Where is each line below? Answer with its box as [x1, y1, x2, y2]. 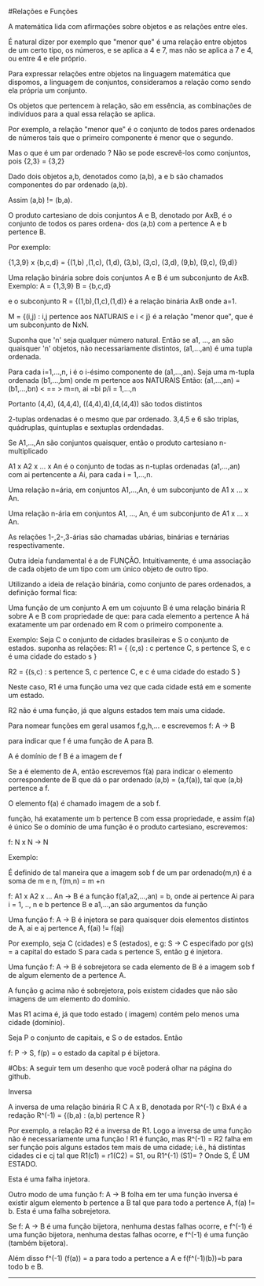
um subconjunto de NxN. [8, 320, 89, 329]
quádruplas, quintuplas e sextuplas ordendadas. [8, 423, 164, 432]
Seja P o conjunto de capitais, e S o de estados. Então [8, 1033, 183, 1042]
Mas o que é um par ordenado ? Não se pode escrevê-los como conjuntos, [8, 149, 251, 157]
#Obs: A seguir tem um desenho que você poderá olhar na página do [8, 1064, 233, 1072]
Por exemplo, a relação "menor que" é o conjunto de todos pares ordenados [8, 125, 255, 134]
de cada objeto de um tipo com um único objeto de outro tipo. [8, 564, 209, 573]
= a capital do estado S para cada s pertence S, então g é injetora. [8, 947, 223, 956]
